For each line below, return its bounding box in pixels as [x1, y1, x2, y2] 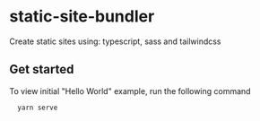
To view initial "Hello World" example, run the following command [9, 85, 251, 96]
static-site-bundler [9, 6, 155, 27]
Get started [9, 62, 74, 77]
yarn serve [17, 103, 58, 112]
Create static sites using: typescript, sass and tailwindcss [9, 36, 221, 47]
